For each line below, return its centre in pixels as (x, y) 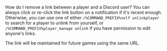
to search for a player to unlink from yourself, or (54, 23)
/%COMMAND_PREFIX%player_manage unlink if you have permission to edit (78, 28)
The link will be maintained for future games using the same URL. (72, 43)
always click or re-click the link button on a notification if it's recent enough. (84, 12)
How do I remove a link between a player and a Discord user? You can (77, 7)
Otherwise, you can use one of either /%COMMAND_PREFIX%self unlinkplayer (82, 18)
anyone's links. (21, 33)
